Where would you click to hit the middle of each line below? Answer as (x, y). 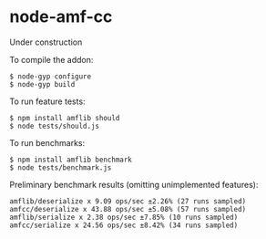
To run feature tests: (47, 101)
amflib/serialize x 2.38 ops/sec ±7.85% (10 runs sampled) (124, 217)
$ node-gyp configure (51, 76)
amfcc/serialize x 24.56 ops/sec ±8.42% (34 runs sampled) (124, 225)
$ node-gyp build (42, 84)
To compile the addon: (51, 59)
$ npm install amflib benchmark (71, 160)
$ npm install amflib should (65, 118)
